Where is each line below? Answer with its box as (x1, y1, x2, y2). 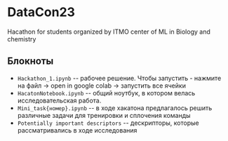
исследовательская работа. (17, 96, 102, 105)
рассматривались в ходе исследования (17, 126, 138, 134)
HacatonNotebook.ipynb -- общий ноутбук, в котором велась (17, 88, 196, 97)
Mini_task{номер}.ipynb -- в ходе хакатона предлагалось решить (17, 103, 213, 112)
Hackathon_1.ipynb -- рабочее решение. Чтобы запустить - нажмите (17, 74, 222, 82)
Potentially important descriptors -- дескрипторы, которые (17, 119, 199, 127)
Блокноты (7, 55, 54, 67)
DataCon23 (7, 4, 76, 20)
